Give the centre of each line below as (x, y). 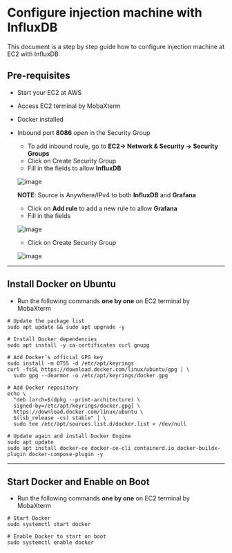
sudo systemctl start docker (49, 525)
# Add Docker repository (43, 388)
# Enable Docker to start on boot (57, 537)
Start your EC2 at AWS (49, 92)
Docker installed (40, 119)
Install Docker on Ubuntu (61, 284)
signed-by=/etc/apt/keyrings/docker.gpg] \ (77, 406)
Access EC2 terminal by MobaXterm (69, 106)
